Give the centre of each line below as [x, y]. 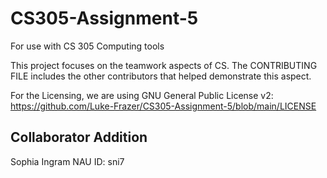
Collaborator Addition [79, 137]
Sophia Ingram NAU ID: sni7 [67, 161]
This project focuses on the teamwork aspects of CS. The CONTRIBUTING [164, 65]
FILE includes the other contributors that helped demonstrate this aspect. [161, 76]
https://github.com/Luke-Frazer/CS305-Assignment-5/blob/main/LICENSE [163, 106]
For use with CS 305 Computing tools [87, 46]
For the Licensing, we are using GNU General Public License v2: [142, 95]
